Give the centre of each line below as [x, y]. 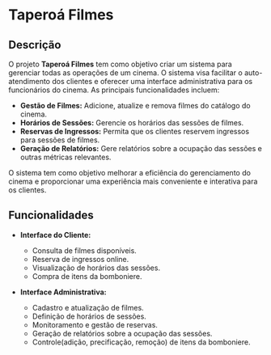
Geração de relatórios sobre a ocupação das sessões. [122, 333]
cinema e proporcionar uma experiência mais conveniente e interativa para [133, 181]
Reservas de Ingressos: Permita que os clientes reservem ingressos [134, 131]
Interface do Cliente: [55, 235]
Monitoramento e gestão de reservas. [95, 324]
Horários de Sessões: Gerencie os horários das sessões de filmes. [132, 123]
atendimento [30, 81]
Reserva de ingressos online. [80, 259]
